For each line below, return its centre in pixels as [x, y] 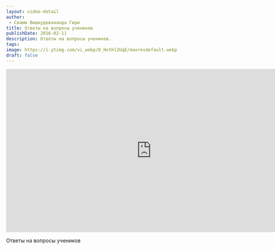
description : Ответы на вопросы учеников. [59, 39]
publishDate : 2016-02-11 [36, 34]
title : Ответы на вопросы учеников [50, 28]
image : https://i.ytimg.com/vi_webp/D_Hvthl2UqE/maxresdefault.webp [92, 50]
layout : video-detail [33, 11]
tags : [13, 45]
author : [16, 17]
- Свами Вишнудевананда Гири [44, 22]
